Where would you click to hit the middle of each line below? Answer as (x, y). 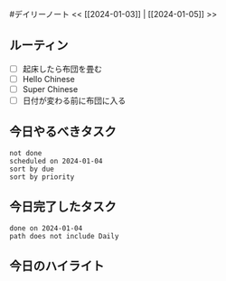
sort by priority (42, 177)
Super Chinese (50, 89)
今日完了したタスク (63, 207)
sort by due (32, 169)
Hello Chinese (48, 79)
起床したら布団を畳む (62, 69)
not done (26, 153)
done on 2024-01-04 (46, 228)
